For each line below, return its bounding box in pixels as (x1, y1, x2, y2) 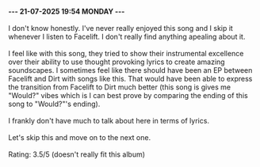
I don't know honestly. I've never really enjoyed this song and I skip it (8, 24, 234, 32)
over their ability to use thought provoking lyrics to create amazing (8, 57, 225, 66)
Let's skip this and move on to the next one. (8, 133, 151, 142)
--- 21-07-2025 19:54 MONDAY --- (8, 7, 125, 16)
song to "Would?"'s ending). (8, 99, 101, 108)
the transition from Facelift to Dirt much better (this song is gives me (8, 82, 231, 92)
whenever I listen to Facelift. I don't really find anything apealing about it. (8, 32, 246, 41)
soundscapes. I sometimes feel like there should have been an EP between (8, 66, 253, 74)
